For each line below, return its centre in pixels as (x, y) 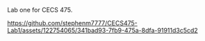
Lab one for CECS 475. (40, 10)
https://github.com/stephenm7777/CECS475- (72, 23)
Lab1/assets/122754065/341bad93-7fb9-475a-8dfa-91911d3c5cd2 (102, 30)
